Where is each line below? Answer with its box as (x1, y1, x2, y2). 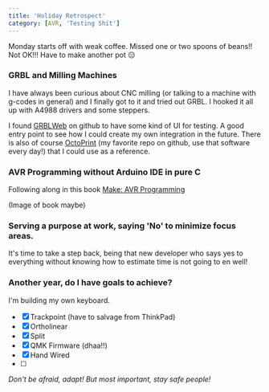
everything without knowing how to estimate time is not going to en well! (8, 257, 248, 267)
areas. (8, 231, 34, 242)
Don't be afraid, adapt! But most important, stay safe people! (8, 374, 211, 384)
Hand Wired (30, 350, 70, 360)
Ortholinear (30, 321, 68, 331)
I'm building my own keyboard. (8, 295, 111, 305)
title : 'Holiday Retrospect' (8, 11, 106, 20)
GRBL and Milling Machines (8, 70, 118, 81)
